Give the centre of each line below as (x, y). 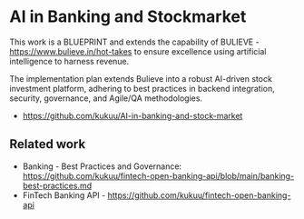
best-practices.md (57, 185)
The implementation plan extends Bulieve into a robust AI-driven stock (141, 78)
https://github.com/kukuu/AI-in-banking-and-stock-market (132, 115)
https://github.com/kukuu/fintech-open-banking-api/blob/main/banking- (158, 175)
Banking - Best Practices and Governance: (102, 166)
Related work (48, 144)
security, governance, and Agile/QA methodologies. (106, 98)
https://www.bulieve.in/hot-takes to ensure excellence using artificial (138, 51)
